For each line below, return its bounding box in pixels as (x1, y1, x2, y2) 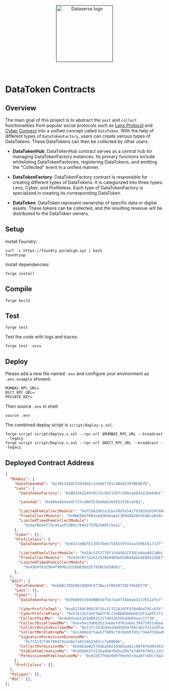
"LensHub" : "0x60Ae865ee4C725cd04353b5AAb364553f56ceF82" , (18, 500, 145, 505)
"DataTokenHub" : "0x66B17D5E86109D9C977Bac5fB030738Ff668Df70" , (14, 583, 152, 588)
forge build (5, 298, 30, 303)
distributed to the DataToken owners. (12, 210, 90, 216)
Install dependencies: (5, 261, 50, 267)
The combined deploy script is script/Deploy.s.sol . (5, 422, 114, 428)
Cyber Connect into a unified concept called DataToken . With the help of (5, 128, 154, 133)
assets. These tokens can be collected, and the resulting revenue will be (12, 205, 162, 211)
